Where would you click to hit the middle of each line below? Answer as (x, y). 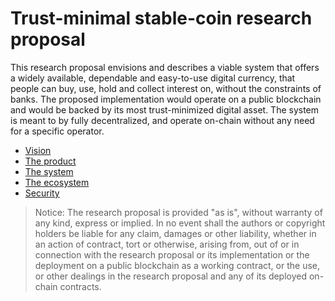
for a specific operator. (57, 131)
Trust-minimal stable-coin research (161, 18)
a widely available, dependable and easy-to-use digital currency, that (153, 78)
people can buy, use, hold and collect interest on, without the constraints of (166, 88)
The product (50, 161)
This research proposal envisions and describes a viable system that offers (165, 67)
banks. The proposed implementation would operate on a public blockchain (166, 99)
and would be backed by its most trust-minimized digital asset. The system (165, 109)
